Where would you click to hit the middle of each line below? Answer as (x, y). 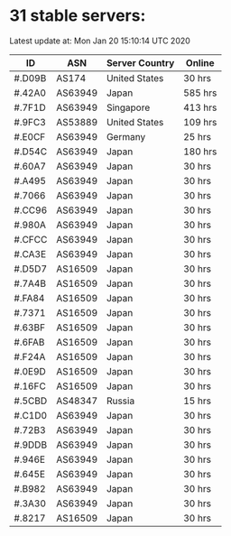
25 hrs (198, 136)
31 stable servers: (78, 16)
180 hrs (200, 152)
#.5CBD (31, 401)
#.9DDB (31, 445)
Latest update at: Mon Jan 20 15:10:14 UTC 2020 (100, 41)
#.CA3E (30, 254)
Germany (126, 136)
